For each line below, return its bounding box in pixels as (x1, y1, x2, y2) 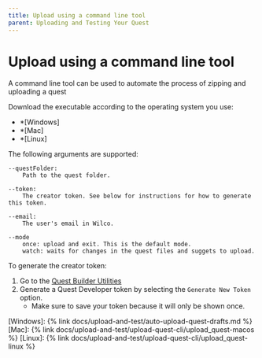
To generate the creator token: (8, 261, 108, 271)
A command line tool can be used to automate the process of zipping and (8, 79, 246, 88)
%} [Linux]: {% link (8, 334, 69, 343)
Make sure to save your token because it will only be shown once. (31, 301, 245, 311)
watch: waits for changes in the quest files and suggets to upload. (22, 247, 256, 256)
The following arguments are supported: (8, 149, 139, 159)
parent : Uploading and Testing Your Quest (8, 19, 149, 27)
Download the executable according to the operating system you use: (8, 102, 234, 112)
